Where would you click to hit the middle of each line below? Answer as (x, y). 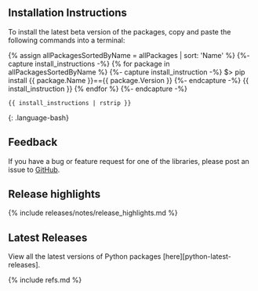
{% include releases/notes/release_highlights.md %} (93, 213)
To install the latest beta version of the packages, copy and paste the (120, 31)
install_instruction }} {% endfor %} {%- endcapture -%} (98, 89)
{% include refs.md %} (45, 280)
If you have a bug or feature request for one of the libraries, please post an (129, 161)
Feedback (33, 142)
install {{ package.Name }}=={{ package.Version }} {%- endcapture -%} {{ (129, 80)
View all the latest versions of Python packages (85, 256)
